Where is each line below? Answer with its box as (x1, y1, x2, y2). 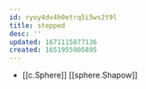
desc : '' (9, 29, 42, 38)
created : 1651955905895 (9, 46, 98, 55)
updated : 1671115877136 (9, 37, 98, 47)
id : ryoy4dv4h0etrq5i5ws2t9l (9, 12, 118, 22)
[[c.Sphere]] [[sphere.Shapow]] (21, 70, 138, 80)
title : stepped (9, 21, 66, 30)
